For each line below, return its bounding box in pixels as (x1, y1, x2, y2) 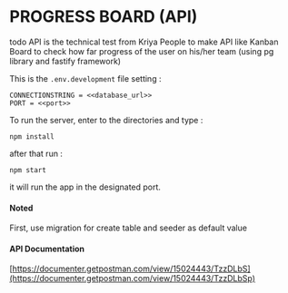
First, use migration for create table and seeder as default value (9, 222, 248, 233)
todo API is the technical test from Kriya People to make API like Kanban (9, 36, 279, 47)
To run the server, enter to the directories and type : (9, 114, 204, 125)
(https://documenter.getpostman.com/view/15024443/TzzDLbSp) (9, 273, 256, 284)
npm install (9, 132, 55, 142)
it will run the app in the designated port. (9, 181, 162, 192)
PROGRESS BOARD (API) (9, 6, 198, 27)
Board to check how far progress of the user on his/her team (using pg (9, 45, 274, 56)
